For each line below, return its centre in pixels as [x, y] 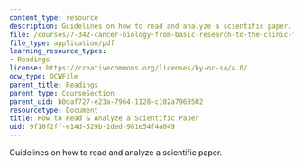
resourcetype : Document [54, 110]
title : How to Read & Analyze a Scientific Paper [105, 118]
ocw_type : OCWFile [44, 77]
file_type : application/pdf [62, 43]
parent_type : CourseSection [62, 93]
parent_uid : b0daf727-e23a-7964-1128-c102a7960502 [106, 102]
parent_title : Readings [54, 85]
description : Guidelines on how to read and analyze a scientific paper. [151, 26]
